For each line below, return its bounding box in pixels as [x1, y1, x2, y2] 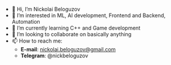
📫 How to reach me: [11, 37, 63, 44]
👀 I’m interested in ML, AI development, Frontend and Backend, [11, 12, 166, 19]
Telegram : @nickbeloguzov [20, 52, 89, 59]
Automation [11, 18, 40, 25]
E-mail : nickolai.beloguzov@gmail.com [20, 46, 116, 53]
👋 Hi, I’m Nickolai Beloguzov [11, 6, 80, 12]
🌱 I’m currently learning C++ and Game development [11, 24, 141, 31]
